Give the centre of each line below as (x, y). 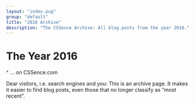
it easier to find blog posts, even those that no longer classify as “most (91, 90)
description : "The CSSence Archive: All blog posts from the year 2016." (98, 28)
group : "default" (27, 17)
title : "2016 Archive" (34, 22)
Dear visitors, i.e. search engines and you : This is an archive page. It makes (97, 84)
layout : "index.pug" (31, 11)
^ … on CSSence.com (32, 73)
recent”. (16, 96)
